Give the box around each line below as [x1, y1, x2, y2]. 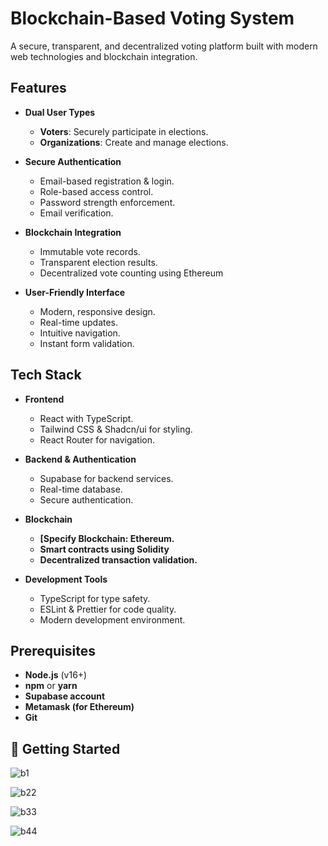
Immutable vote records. [39, 245, 141, 257]
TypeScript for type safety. [39, 592, 151, 604]
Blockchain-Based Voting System [10, 7, 295, 30]
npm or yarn [24, 680, 78, 692]
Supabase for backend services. [39, 472, 174, 484]
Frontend [24, 393, 65, 405]
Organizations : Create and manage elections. [39, 136, 229, 148]
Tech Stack [10, 367, 82, 384]
